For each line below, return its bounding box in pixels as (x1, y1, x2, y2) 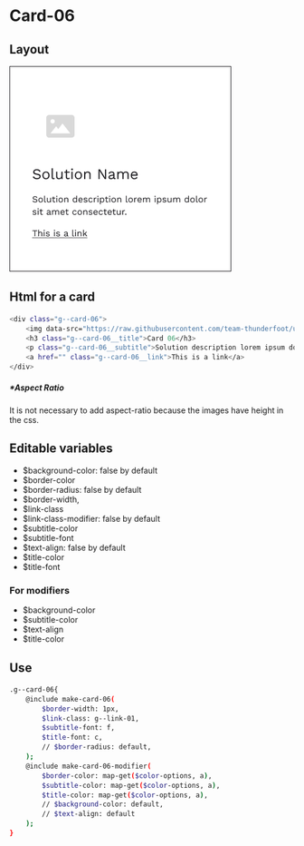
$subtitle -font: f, (42, 723, 116, 733)
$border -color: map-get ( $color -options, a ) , (42, 771, 213, 781)
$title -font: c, (42, 733, 103, 743)
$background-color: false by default (22, 465, 158, 476)
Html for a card (9, 290, 96, 305)
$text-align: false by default (22, 542, 127, 553)
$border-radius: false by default (22, 484, 142, 495)
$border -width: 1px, (42, 704, 119, 713)
